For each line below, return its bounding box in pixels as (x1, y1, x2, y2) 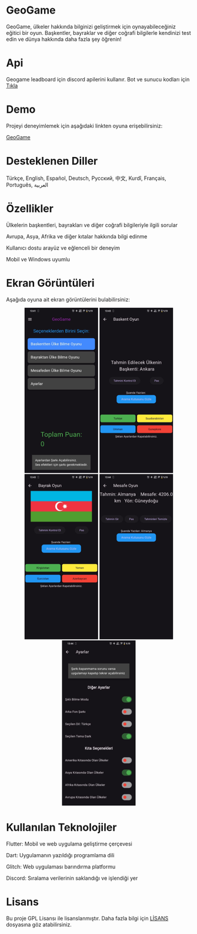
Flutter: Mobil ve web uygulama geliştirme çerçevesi (6, 840, 132, 847)
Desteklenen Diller (6, 155, 98, 168)
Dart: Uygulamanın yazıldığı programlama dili (6, 851, 115, 858)
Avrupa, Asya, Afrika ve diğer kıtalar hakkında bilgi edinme (6, 232, 148, 240)
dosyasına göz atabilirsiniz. (6, 921, 72, 928)
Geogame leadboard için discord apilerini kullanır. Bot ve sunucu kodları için (6, 76, 190, 83)
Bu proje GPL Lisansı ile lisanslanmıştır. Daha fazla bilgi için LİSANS (6, 915, 169, 922)
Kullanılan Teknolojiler (6, 821, 117, 834)
